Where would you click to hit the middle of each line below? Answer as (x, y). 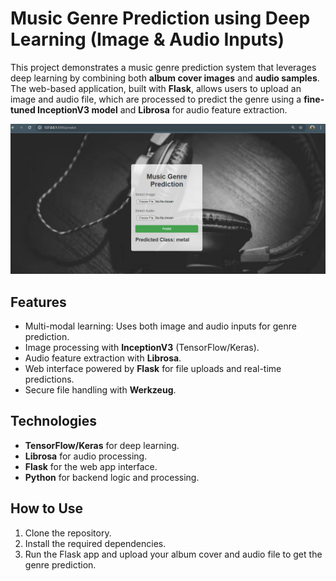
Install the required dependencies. (95, 543)
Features (38, 302)
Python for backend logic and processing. (112, 477)
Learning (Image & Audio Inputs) (147, 39)
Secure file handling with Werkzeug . (100, 389)
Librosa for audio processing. (86, 456)
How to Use (47, 508)
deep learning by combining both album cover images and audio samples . (165, 78)
